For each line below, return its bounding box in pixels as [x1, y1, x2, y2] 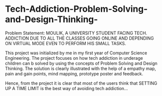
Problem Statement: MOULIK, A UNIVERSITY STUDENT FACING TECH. [5, 30, 147, 36]
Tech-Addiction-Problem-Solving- [5, 3, 148, 15]
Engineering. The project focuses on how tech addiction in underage [5, 55, 143, 61]
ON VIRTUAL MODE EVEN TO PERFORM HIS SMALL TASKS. [5, 40, 126, 46]
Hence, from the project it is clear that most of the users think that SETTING [5, 80, 158, 86]
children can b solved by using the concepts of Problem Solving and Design [5, 60, 158, 66]
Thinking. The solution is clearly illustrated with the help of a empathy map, [5, 65, 156, 72]
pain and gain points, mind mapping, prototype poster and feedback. [5, 71, 143, 76]
